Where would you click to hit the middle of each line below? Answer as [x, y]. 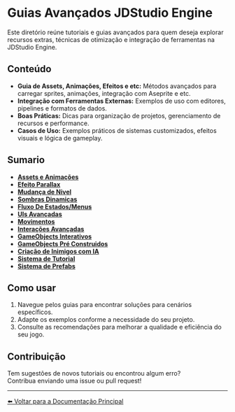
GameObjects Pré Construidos [63, 243]
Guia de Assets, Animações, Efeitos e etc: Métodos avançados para [117, 86]
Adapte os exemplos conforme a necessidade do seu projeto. [106, 320]
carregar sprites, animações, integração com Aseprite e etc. [104, 93]
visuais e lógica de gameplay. [60, 138]
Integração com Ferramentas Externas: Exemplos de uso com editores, [121, 101]
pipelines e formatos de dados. [62, 108]
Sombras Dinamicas [47, 199]
